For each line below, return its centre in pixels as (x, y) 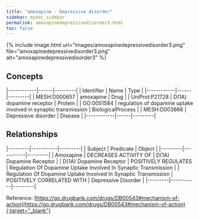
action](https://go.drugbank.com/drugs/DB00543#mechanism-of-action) (96, 204)
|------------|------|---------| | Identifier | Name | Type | (75, 91)
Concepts (25, 76)
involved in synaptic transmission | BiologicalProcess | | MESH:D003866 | (97, 110)
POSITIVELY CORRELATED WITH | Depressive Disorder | (75, 180)
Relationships (32, 134)
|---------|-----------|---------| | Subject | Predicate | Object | (82, 148)
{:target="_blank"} (29, 211)
